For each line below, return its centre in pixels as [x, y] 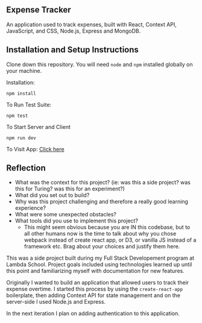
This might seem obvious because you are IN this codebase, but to [107, 227]
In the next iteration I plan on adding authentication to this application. [93, 313]
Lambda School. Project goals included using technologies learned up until [99, 265]
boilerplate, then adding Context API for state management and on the [93, 295]
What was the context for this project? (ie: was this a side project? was [103, 183]
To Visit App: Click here [35, 149]
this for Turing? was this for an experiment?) [70, 189]
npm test [17, 116]
